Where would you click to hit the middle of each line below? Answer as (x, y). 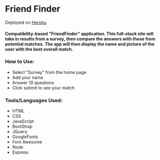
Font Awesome (27, 142)
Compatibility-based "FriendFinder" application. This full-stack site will (79, 34)
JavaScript (23, 121)
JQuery (20, 132)
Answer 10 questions (33, 82)
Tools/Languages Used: (34, 100)
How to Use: (20, 62)
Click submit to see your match (43, 88)
